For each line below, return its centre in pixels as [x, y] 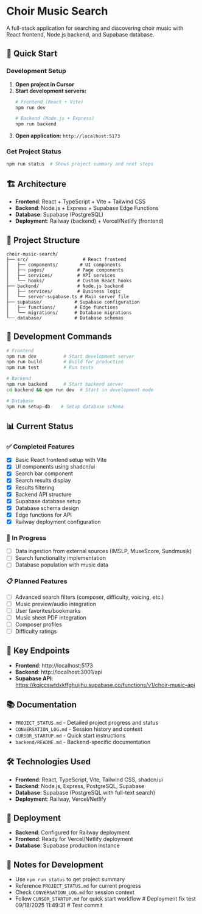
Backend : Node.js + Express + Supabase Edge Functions [87, 208]
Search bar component [44, 473]
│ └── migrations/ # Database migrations [69, 312]
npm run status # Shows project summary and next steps [80, 164]
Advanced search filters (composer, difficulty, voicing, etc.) [89, 597]
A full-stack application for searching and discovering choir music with [95, 28]
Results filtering [35, 487]
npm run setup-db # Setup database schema [65, 406]
